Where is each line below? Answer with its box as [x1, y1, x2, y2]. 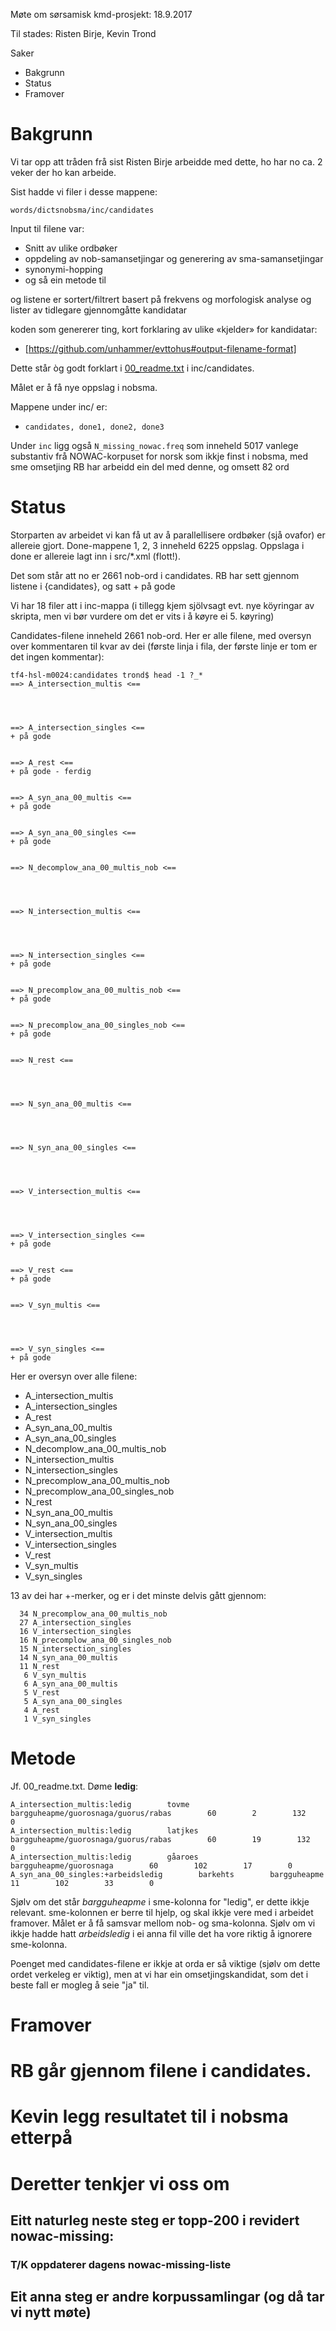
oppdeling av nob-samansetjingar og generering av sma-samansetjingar [24, 252, 324, 264]
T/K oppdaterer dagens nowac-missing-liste [10, 2257, 232, 2271]
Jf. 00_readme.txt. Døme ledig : [10, 1780, 139, 1792]
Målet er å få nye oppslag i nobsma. [10, 381, 158, 393]
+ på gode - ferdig [10, 766, 92, 776]
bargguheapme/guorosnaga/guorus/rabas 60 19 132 [10, 1834, 311, 1844]
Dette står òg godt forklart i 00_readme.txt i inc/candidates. [10, 362, 255, 374]
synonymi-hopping [24, 263, 103, 275]
